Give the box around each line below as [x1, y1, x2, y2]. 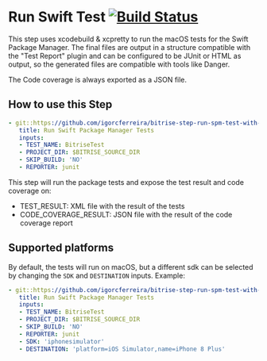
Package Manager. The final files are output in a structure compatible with [8, 42, 251, 52]
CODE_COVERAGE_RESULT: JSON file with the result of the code [19, 209, 233, 219]
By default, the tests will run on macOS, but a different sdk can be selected [8, 262, 253, 271]
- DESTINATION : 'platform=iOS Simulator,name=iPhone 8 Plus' [18, 345, 226, 353]
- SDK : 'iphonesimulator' [18, 337, 105, 345]
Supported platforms [8, 241, 114, 255]
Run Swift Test [8, 8, 106, 26]
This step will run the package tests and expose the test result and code [8, 177, 245, 186]
